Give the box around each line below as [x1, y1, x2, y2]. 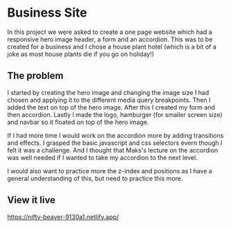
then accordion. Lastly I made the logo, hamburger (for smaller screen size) [7, 110, 223, 119]
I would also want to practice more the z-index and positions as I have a [7, 166, 213, 175]
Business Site [7, 5, 87, 21]
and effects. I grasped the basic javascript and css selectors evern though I [7, 139, 223, 147]
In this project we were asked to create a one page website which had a [7, 28, 213, 36]
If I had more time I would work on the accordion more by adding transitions [7, 131, 224, 139]
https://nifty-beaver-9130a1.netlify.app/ [7, 213, 119, 221]
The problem [7, 70, 64, 82]
